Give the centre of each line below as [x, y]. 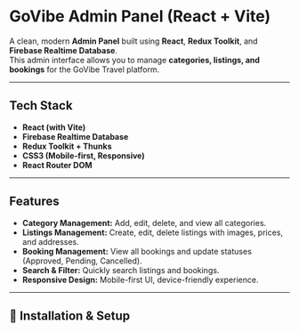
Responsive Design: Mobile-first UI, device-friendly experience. [140, 279]
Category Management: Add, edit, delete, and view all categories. [144, 223]
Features [34, 202]
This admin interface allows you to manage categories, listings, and [135, 60]
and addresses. [51, 241]
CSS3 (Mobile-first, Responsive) [83, 155]
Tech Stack [41, 105]
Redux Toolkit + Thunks [67, 146]
